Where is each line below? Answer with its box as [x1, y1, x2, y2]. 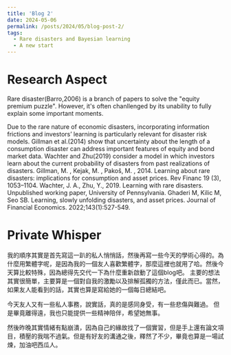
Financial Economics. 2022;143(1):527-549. [7, 203, 131, 211]
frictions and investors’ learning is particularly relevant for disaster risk [7, 130, 208, 138]
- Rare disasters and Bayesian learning [13, 36, 131, 43]
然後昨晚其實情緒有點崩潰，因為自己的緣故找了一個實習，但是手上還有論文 [7, 323, 218, 332]
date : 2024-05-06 [7, 17, 57, 23]
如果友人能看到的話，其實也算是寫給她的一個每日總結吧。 [7, 285, 170, 294]
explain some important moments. [7, 109, 104, 117]
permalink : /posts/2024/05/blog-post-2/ [7, 23, 125, 30]
